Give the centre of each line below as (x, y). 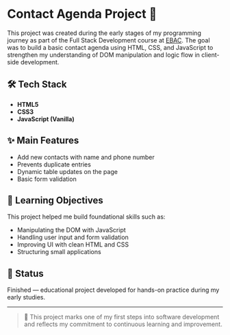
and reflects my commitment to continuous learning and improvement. (123, 324)
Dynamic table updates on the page (67, 171)
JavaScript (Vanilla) (46, 119)
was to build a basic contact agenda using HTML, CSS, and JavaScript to (110, 47)
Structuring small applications (59, 252)
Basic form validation (47, 179)
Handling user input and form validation (73, 237)
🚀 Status (26, 273)
